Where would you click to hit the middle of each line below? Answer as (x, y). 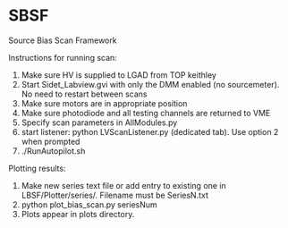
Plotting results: (37, 168)
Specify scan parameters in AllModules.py (99, 122)
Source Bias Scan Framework (63, 40)
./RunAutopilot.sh (53, 151)
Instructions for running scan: (63, 57)
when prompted (51, 141)
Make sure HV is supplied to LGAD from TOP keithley (119, 75)
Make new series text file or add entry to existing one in (124, 185)
